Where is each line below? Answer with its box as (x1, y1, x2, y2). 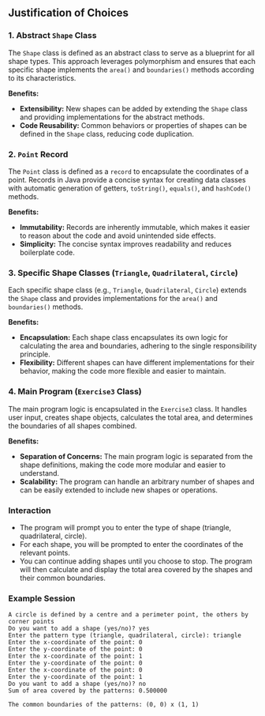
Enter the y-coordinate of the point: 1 (8, 673, 144, 681)
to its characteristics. (8, 73, 77, 82)
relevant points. (19, 548, 71, 557)
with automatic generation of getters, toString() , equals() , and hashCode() (8, 183, 252, 193)
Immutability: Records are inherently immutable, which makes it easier (19, 222, 251, 232)
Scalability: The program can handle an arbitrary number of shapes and (19, 477, 255, 486)
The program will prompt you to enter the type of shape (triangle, (19, 522, 232, 532)
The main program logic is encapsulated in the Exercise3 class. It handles (8, 404, 247, 413)
